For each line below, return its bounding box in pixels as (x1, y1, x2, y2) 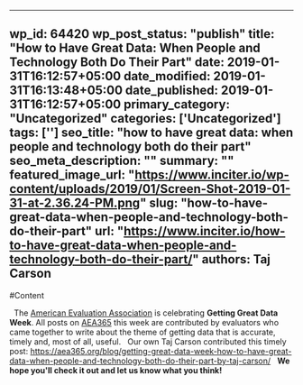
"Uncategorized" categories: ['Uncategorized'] (9, 111, 281, 126)
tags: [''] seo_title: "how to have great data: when (9, 125, 294, 141)
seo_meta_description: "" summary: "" (9, 153, 234, 169)
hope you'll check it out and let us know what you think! (9, 364, 223, 375)
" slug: (139, 196, 179, 211)
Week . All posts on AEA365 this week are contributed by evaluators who (9, 316, 280, 327)
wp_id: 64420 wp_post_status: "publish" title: (9, 26, 275, 41)
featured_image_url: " (9, 168, 135, 183)
